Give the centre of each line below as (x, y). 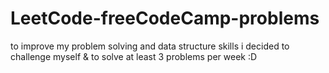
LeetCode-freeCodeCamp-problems (165, 18)
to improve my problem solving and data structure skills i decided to (150, 46)
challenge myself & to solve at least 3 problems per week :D (134, 56)
